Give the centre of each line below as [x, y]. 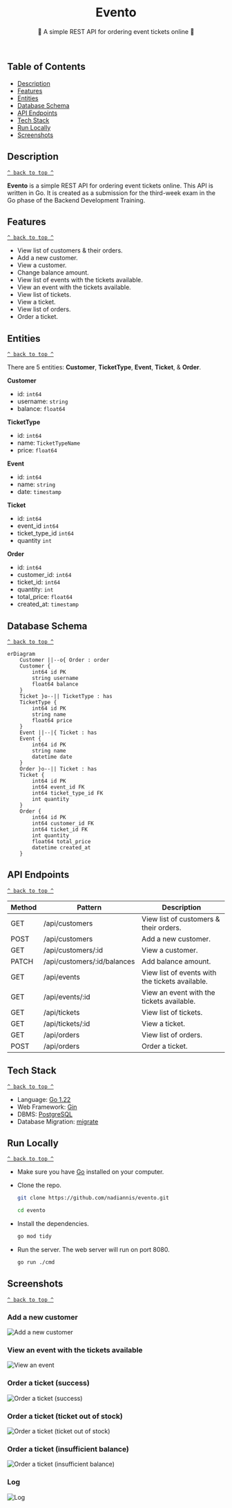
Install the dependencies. [53, 1224]
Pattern [89, 907]
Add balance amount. [176, 961]
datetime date [52, 757]
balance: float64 [41, 409]
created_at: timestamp [48, 604]
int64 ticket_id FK [60, 829]
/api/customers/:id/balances [89, 961]
